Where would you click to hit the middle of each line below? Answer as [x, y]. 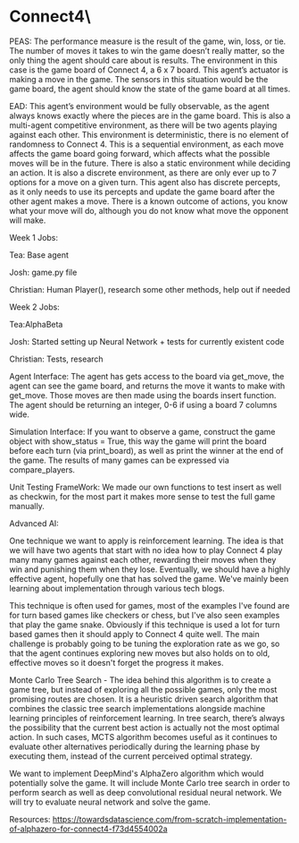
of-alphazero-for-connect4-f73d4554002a [88, 829]
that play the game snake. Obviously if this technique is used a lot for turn [145, 625]
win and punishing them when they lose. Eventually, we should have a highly [150, 569]
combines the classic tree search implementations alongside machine [137, 708]
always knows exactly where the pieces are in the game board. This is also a [150, 115]
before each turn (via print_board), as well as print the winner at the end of [146, 450]
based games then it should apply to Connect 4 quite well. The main [135, 634]
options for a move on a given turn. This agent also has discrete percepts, [145, 182]
